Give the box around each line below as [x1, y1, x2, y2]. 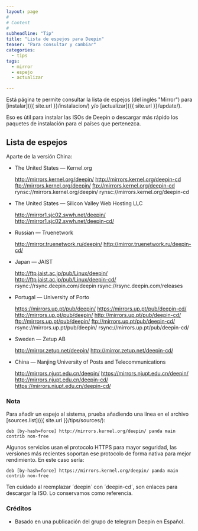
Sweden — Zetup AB [14, 335, 66, 342]
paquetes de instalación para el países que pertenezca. [6, 120, 141, 127]
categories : [6, 47, 35, 53]
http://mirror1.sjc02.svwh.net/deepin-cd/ [14, 217, 114, 225]
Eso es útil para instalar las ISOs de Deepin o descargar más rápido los [6, 114, 178, 121]
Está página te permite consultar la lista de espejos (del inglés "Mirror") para [6, 96, 193, 103]
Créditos [6, 504, 31, 513]
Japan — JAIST [14, 258, 53, 265]
